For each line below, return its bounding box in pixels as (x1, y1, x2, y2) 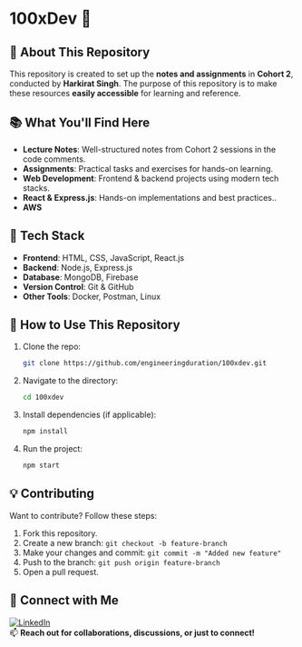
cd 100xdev (22, 393, 64, 403)
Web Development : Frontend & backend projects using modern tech (22, 173, 279, 184)
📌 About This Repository (9, 45, 151, 60)
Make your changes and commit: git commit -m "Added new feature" (22, 547, 282, 558)
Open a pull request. (22, 566, 100, 577)
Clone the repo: (22, 341, 82, 353)
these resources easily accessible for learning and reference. (9, 88, 241, 98)
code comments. (22, 154, 86, 164)
